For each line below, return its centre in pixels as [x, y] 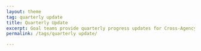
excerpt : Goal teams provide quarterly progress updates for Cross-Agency [101, 28]
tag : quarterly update [34, 17]
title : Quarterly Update [37, 23]
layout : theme [24, 12]
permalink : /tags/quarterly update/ [52, 34]
